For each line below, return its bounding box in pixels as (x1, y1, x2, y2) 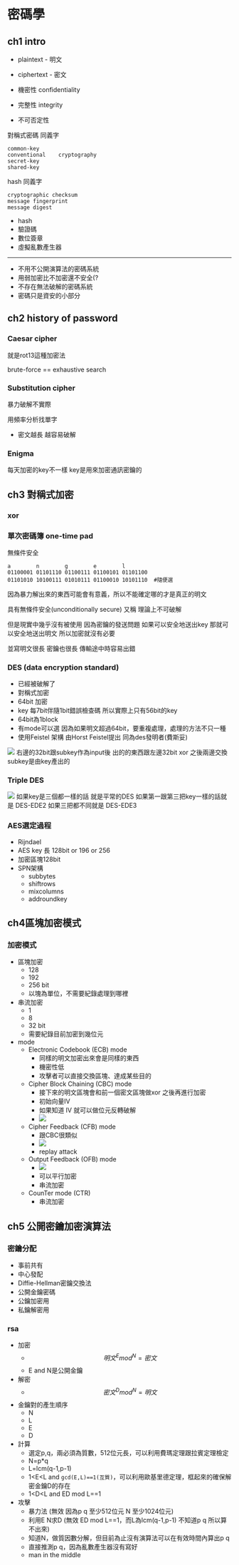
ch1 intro (7, 35, 46, 47)
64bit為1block (17, 715, 58, 724)
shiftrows (28, 879, 55, 888)
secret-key (7, 158, 40, 165)
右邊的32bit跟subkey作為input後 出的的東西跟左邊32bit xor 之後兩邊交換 (16, 748, 228, 756)
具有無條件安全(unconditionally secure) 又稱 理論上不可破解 (7, 605, 182, 613)
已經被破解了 (17, 679, 55, 688)
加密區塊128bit (17, 855, 61, 863)
